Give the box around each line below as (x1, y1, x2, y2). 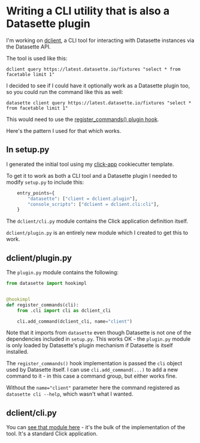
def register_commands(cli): (6, 302, 79, 308)
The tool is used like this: (6, 54, 68, 62)
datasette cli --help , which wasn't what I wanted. (6, 390, 134, 398)
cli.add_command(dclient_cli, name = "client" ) (17, 318, 133, 324)
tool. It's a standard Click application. (6, 430, 98, 438)
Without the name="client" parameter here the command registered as (6, 384, 180, 392)
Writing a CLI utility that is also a (6, 4, 169, 18)
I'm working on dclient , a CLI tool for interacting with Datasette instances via (6, 37, 195, 44)
